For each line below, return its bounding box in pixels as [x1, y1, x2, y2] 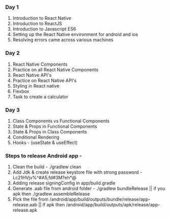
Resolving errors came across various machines [12, 37, 114, 43]
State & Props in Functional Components [12, 123, 97, 129]
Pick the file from [12, 196, 49, 202]
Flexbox [12, 88, 29, 94]
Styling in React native [12, 83, 60, 89]
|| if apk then [38, 202, 65, 208]
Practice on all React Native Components [12, 66, 99, 72]
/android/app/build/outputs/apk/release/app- [65, 202, 160, 208]
